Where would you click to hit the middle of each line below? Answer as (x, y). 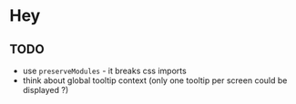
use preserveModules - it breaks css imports (104, 71)
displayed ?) (46, 90)
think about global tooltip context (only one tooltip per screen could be (155, 80)
